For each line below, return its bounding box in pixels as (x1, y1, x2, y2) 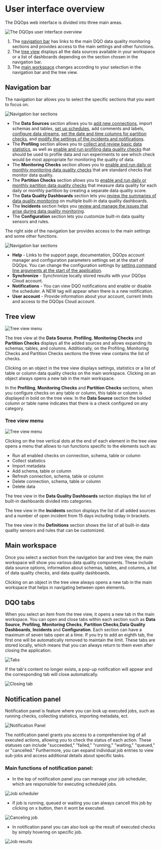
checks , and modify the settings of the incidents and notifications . (12, 136, 145, 141)
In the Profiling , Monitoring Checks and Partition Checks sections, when (5, 385, 153, 390)
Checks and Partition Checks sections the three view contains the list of (5, 350, 149, 356)
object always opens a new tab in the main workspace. (5, 375, 115, 381)
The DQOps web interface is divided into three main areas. (5, 19, 123, 25)
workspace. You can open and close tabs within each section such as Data (5, 617, 156, 622)
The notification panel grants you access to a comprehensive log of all (5, 732, 146, 738)
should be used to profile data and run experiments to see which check (12, 151, 155, 157)
